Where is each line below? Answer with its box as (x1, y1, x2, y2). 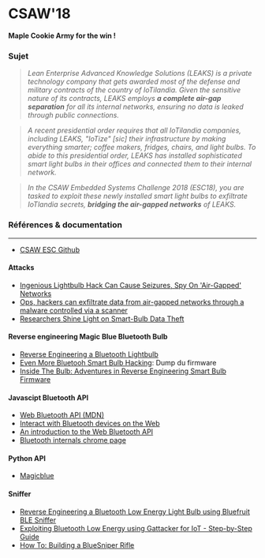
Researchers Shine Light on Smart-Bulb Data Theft (19, 313, 185, 324)
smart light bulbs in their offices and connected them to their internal (27, 159, 252, 169)
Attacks (8, 263, 35, 272)
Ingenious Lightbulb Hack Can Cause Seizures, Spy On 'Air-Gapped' (19, 280, 242, 290)
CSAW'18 (8, 5, 71, 23)
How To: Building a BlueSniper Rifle (19, 540, 135, 549)
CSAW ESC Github (19, 245, 80, 254)
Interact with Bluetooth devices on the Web (19, 419, 160, 429)
